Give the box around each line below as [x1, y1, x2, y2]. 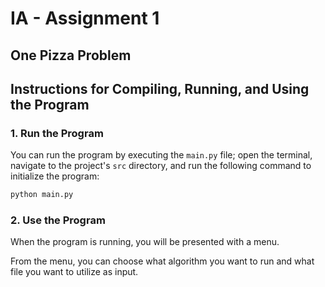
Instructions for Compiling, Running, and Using [10, 80, 310, 97]
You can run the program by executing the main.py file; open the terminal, [10, 149, 313, 161]
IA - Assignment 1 [10, 7, 160, 30]
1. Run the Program [10, 126, 104, 140]
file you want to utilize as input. [10, 266, 139, 278]
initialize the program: [10, 170, 100, 182]
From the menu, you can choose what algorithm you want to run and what [10, 255, 315, 267]
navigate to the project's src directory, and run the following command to [10, 160, 312, 172]
